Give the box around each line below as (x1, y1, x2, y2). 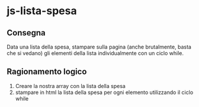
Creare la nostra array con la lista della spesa (15, 82, 126, 89)
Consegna (7, 28, 46, 38)
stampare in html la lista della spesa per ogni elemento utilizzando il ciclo (15, 89, 194, 96)
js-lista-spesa (7, 4, 77, 18)
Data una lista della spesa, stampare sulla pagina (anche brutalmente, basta (7, 43, 192, 50)
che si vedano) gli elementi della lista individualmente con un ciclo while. (7, 50, 184, 57)
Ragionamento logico (7, 67, 87, 77)
